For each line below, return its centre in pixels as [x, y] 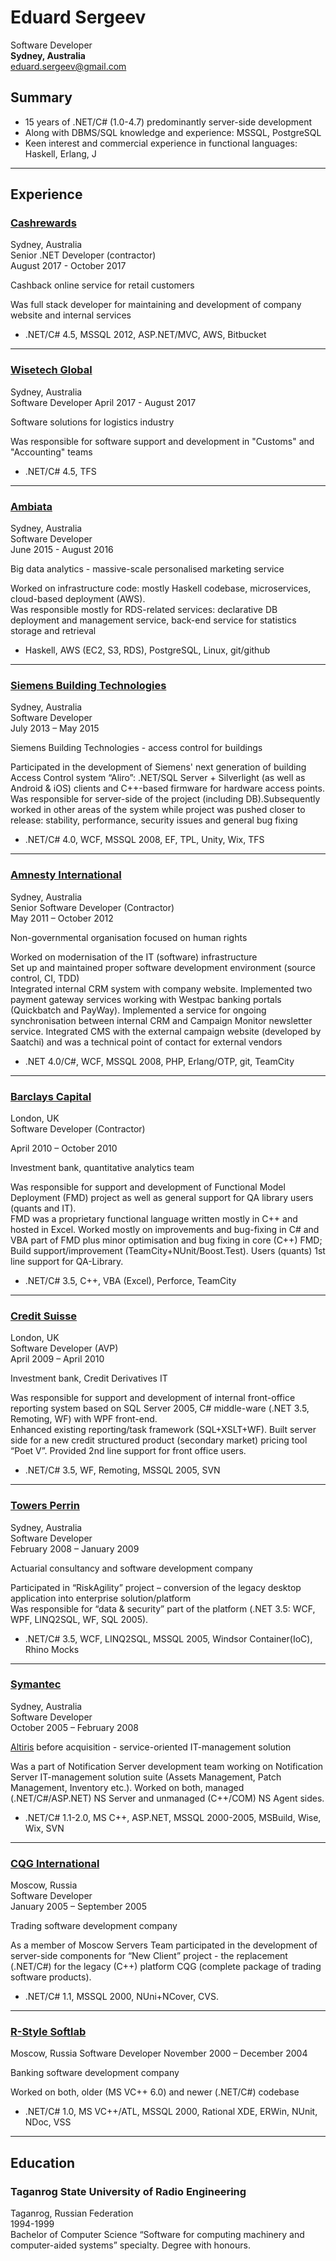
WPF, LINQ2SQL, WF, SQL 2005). [79, 1619]
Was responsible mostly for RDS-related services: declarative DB [144, 610]
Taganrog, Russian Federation [72, 2213]
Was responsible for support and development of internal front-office [153, 1398]
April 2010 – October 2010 [64, 1148]
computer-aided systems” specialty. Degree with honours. [130, 2245]
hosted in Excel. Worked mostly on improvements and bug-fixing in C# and [165, 1229]
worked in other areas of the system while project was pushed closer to [158, 810]
